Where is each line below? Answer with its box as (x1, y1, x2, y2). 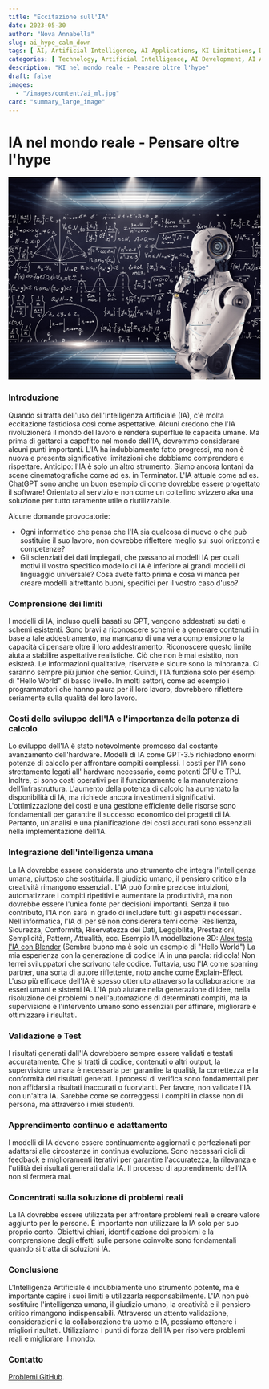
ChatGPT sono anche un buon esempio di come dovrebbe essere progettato (8, 479, 261, 488)
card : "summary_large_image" (8, 97, 106, 106)
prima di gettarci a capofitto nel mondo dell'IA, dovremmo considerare (8, 436, 240, 446)
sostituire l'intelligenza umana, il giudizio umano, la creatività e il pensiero (8, 1299, 251, 1309)
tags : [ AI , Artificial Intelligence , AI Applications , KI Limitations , (8, 47, 256, 55)
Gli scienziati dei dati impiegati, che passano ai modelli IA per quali (19, 552, 240, 562)
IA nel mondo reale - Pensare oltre (8, 133, 239, 152)
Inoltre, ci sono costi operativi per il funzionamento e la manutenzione (8, 776, 239, 785)
